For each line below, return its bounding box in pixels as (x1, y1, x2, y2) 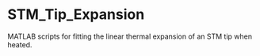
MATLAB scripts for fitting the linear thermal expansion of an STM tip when (7, 32, 253, 41)
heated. (7, 39, 32, 49)
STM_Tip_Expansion (7, 6, 145, 24)
